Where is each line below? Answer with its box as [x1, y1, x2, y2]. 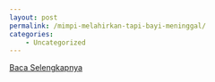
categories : [9, 29, 54, 38]
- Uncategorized [25, 37, 87, 47]
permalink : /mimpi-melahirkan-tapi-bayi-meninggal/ [9, 21, 206, 30]
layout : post [9, 12, 58, 22]
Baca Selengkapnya [9, 62, 83, 73]
